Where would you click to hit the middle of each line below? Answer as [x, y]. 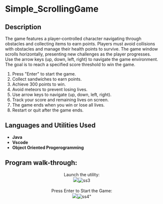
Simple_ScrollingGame [52, 9]
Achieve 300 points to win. [39, 84]
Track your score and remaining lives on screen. [60, 100]
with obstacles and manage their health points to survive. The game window [81, 49]
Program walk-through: [41, 163]
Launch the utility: [82, 174]
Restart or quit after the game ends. [48, 110]
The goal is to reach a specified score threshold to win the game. [70, 65]
